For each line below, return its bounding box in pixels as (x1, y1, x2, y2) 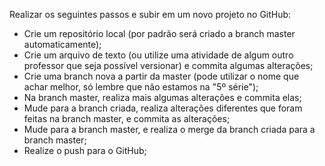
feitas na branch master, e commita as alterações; (23, 113, 231, 124)
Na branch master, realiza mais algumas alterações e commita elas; (23, 92, 302, 103)
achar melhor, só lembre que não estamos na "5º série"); (23, 81, 259, 93)
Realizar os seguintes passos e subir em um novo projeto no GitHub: (9, 9, 292, 20)
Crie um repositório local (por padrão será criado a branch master (23, 28, 296, 39)
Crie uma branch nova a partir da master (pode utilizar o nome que (23, 70, 300, 82)
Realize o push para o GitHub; (23, 145, 147, 156)
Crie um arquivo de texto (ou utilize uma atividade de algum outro (23, 49, 294, 61)
